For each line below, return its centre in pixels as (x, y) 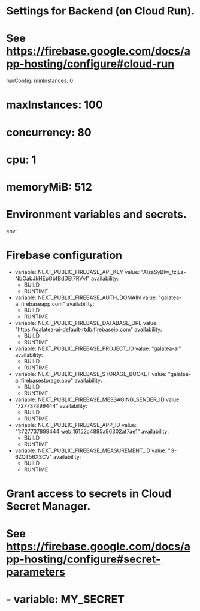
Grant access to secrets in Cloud (89, 493)
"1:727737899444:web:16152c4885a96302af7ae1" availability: (92, 431)
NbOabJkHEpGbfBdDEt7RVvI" (52, 278)
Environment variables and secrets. (96, 215)
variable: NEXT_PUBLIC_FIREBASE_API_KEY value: (77, 272)
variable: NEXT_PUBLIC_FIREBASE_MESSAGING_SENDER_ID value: (98, 399)
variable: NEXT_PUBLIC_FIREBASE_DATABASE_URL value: (86, 323)
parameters (36, 572)
